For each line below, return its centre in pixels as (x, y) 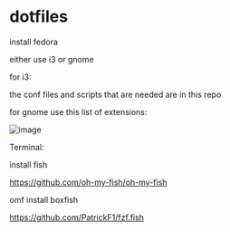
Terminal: (27, 147)
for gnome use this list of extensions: (78, 111)
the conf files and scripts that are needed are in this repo (115, 94)
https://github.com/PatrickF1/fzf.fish (77, 217)
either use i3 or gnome (52, 59)
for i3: (20, 77)
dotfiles (39, 17)
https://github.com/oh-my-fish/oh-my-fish (88, 182)
